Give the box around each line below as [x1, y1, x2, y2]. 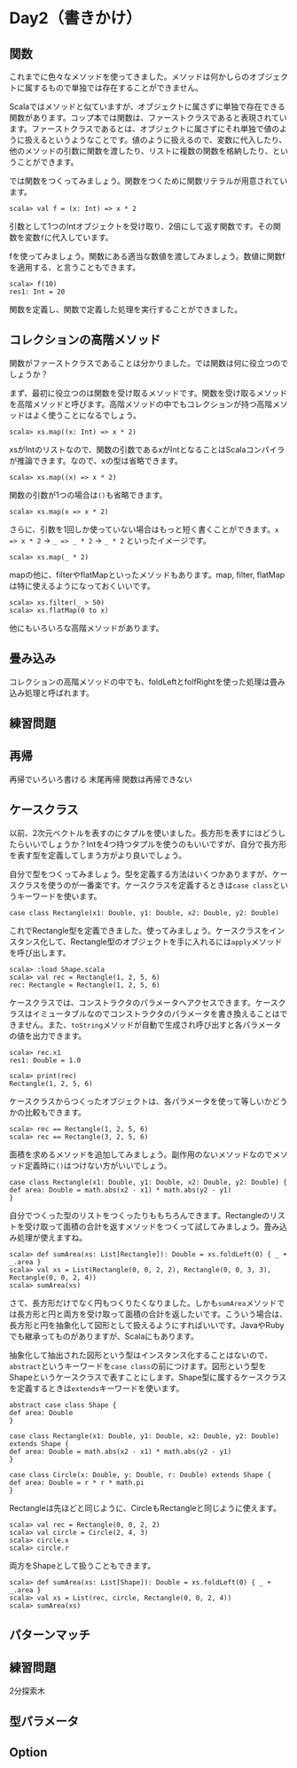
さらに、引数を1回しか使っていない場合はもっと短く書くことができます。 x [9, 524, 279, 535]
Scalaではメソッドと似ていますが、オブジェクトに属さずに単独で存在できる [9, 101, 285, 112]
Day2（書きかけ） [9, 8, 142, 28]
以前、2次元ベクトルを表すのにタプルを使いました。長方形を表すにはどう [9, 827, 278, 838]
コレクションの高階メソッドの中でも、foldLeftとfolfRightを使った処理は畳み [9, 676, 285, 687]
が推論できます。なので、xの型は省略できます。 [9, 455, 184, 465]
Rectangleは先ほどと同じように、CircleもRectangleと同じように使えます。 [9, 1502, 282, 1513]
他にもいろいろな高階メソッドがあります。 [9, 622, 164, 633]
